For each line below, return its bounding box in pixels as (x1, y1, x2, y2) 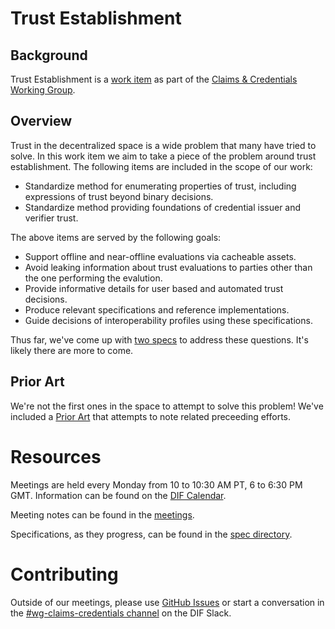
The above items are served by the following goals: (10, 231, 222, 243)
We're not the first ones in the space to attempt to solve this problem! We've (10, 400, 324, 412)
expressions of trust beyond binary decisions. (24, 190, 214, 202)
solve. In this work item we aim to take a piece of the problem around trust (10, 150, 317, 162)
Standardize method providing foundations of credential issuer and (24, 201, 302, 213)
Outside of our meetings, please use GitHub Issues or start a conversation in (10, 596, 325, 608)
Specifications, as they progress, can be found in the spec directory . (10, 528, 293, 540)
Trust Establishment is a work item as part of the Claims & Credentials (10, 73, 298, 85)
